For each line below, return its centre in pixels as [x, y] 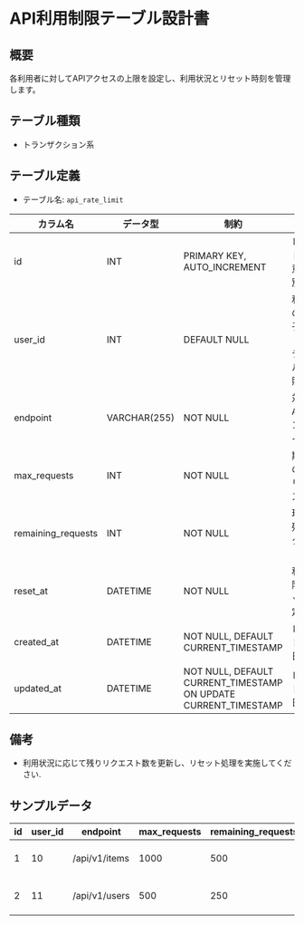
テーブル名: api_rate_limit [73, 199]
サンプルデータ [51, 806]
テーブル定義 [45, 176]
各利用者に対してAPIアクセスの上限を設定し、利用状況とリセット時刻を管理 [150, 78]
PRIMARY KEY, [215, 255]
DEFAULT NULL [216, 339]
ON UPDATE [209, 694]
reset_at [31, 591]
